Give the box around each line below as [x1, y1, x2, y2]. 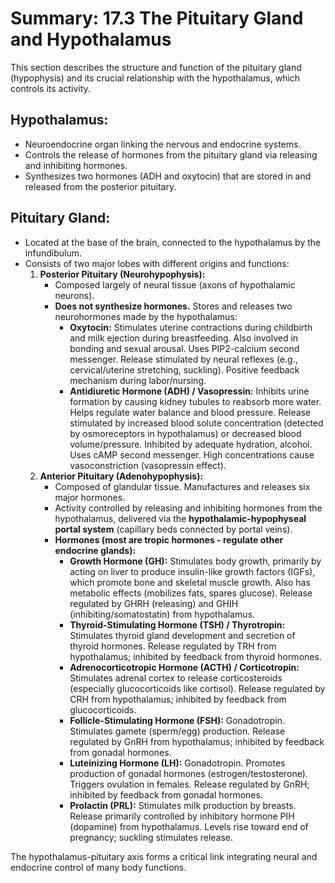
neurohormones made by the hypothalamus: [54, 310, 238, 322]
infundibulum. [24, 247, 82, 259]
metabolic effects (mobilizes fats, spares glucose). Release [69, 587, 313, 599]
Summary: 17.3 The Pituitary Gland [10, 7, 304, 30]
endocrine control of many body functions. [10, 861, 187, 873]
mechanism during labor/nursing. [69, 374, 207, 386]
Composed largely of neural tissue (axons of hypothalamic [54, 278, 296, 291]
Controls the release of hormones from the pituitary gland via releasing [24, 148, 318, 161]
